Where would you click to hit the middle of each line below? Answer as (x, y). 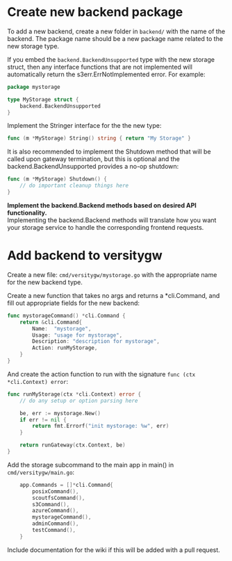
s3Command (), (51, 504)
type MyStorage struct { (43, 99)
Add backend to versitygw (85, 256)
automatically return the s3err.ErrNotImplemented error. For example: (106, 74)
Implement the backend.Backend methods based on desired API (102, 205)
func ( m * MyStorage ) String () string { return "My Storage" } (99, 139)
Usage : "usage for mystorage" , (77, 335)
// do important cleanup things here (74, 186)
